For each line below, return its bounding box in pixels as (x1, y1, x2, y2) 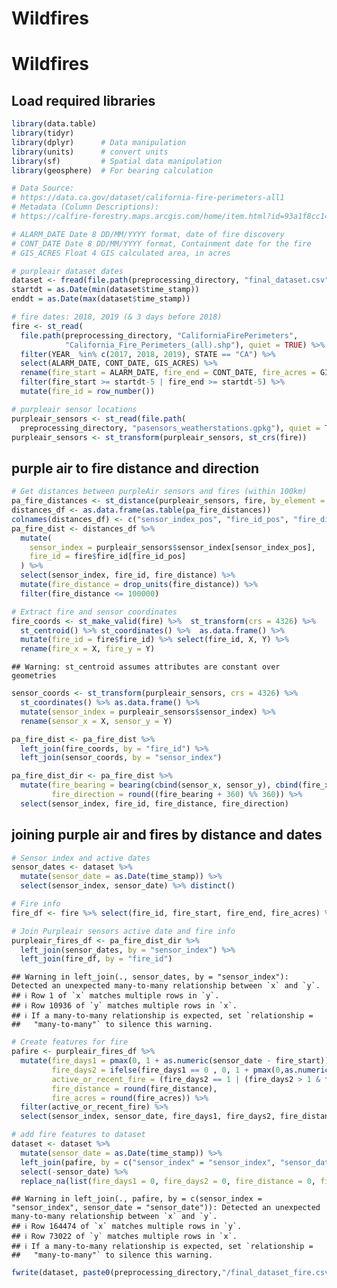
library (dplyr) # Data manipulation (11, 137, 187, 147)
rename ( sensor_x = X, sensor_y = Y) (20, 716, 173, 726)
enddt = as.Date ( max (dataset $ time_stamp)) (11, 294, 191, 304)
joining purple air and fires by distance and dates (11, 827, 323, 844)
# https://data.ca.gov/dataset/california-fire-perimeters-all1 (11, 193, 285, 203)
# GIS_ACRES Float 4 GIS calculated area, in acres (11, 248, 231, 258)
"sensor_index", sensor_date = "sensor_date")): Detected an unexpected (11, 1203, 321, 1213)
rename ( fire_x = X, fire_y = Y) (20, 644, 156, 654)
